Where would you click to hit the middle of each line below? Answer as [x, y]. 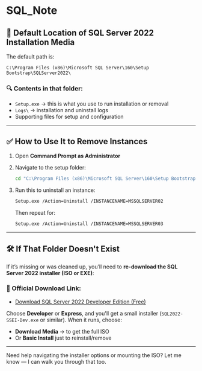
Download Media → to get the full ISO [62, 331]
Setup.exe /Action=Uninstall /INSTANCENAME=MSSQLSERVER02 [89, 201]
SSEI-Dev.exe [23, 320]
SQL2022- [172, 314]
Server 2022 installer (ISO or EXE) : [50, 273]
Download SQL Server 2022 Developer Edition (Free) [80, 302]
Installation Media [41, 42]
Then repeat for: [35, 212]
